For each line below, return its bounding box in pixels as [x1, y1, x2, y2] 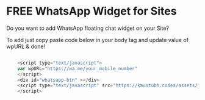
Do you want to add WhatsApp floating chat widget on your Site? [6, 24, 170, 32]
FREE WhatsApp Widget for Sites [6, 4, 177, 18]
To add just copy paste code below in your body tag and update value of [6, 36, 189, 43]
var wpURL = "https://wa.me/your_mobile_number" [17, 65, 138, 71]
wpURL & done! [6, 43, 46, 50]
